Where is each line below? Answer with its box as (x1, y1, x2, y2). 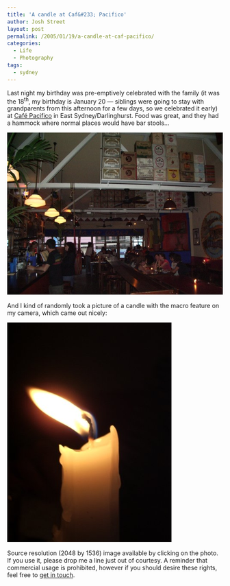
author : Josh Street (7, 18, 66, 25)
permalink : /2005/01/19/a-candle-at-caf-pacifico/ (7, 33, 155, 40)
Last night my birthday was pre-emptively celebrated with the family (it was (7, 89, 220, 97)
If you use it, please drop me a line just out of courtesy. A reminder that (7, 556, 207, 565)
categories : (7, 40, 41, 47)
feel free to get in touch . (7, 571, 75, 579)
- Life (13, 47, 32, 54)
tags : (7, 62, 23, 69)
